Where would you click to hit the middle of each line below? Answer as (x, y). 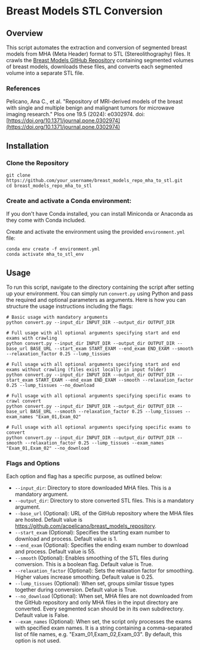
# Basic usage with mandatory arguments (57, 318)
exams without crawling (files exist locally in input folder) (87, 370)
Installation (27, 146)
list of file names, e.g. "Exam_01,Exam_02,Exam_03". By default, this (98, 634)
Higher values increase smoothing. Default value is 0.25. (84, 577)
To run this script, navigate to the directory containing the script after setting (100, 287)
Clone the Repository (38, 163)
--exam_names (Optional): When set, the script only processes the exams (103, 622)
